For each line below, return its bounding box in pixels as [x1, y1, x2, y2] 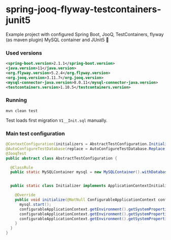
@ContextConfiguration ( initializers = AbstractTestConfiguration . [6, 142, 149, 147]
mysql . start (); [19, 202, 52, 207]
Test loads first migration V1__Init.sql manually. [6, 117, 108, 123]
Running [6, 97, 27, 104]
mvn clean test [6, 108, 38, 113]
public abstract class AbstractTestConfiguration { [6, 155, 117, 161]
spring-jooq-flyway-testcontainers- [6, 4, 161, 15]
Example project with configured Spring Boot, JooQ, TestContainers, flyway [6, 31, 164, 37]
